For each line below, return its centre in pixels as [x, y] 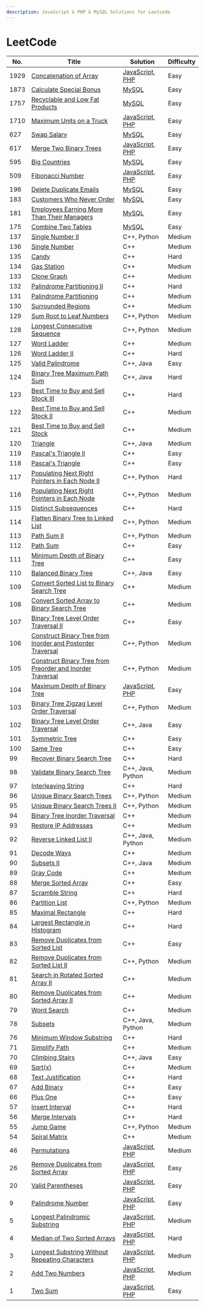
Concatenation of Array [65, 76]
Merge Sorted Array [60, 882]
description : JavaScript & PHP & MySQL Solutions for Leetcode [88, 12]
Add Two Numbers [58, 1273]
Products [44, 107]
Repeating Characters [63, 1259]
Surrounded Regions [61, 306]
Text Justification [56, 1077]
